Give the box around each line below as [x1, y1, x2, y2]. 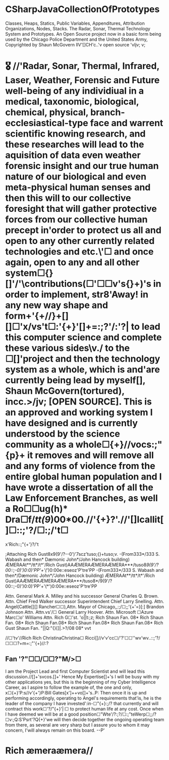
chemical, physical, [5, 107, 89, 118]
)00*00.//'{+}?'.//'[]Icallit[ [50, 514, 164, 525]
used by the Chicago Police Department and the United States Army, [5, 36, 148, 42]
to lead [131, 321, 160, 332]
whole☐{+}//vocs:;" [75, 439, 162, 450]
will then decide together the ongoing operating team [53, 716, 164, 722]
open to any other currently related [5, 236, 155, 247]
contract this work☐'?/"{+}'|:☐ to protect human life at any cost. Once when [5, 706, 164, 712]
